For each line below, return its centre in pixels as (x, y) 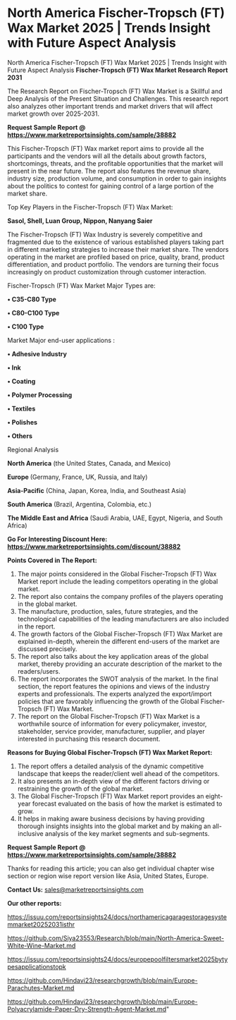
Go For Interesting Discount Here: (57, 539)
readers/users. (39, 671)
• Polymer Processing (40, 395)
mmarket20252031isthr (41, 924)
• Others (20, 436)
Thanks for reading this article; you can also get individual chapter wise (111, 868)
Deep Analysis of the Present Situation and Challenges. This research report (118, 98)
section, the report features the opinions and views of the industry (113, 686)
